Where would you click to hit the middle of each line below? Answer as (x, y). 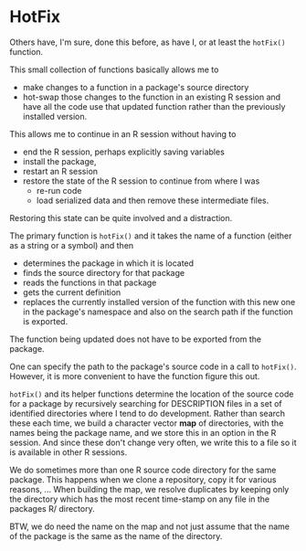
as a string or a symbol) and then (72, 245)
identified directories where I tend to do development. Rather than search (148, 413)
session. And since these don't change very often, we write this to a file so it (153, 442)
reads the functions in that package (90, 282)
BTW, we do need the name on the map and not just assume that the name (150, 526)
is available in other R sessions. (69, 452)
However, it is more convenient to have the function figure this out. (135, 376)
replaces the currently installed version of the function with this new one (159, 302)
